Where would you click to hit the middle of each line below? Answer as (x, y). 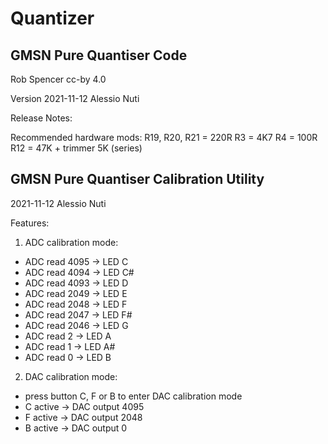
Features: (30, 223)
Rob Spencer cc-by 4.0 (58, 79)
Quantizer (52, 18)
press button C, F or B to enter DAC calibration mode (133, 396)
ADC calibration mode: (71, 242)
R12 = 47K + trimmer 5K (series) (76, 148)
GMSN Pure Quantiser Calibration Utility (137, 179)
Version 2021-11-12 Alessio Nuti (75, 98)
